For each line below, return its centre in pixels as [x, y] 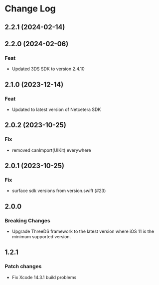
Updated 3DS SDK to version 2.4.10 [48, 69]
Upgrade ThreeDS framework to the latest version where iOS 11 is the [83, 231]
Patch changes [23, 267]
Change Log [30, 9]
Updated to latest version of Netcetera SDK [56, 109]
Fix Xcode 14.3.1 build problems [44, 277]
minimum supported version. [41, 237]
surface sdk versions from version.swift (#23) [59, 191]
